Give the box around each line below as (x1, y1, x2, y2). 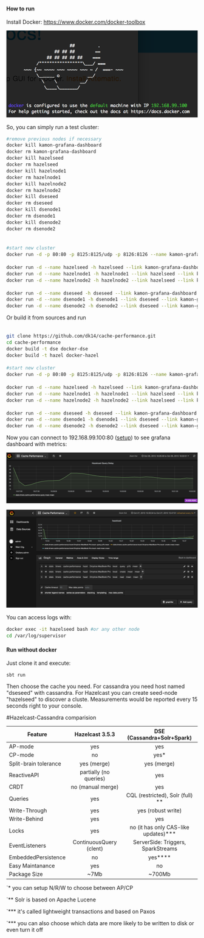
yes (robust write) (137, 806, 182, 814)
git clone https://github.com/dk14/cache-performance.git (6, 333, 156, 339)
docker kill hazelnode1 (6, 168, 67, 174)
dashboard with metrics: (6, 441, 67, 448)
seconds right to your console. (6, 702, 83, 709)
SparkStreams (141, 845, 178, 853)
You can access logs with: (6, 614, 72, 621)
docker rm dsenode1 (6, 213, 56, 219)
